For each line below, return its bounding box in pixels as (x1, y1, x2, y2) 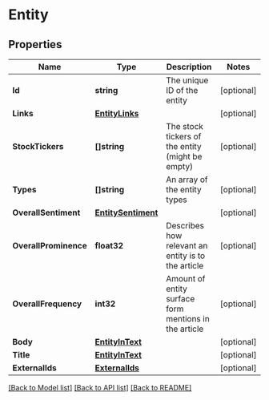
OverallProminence (12, 240, 88, 251)
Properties (8, 38, 62, 51)
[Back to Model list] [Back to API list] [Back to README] (8, 383, 192, 392)
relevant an (165, 240, 208, 251)
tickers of (165, 131, 202, 142)
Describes (165, 220, 204, 231)
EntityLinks (94, 108, 139, 119)
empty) (165, 161, 194, 172)
